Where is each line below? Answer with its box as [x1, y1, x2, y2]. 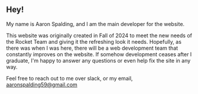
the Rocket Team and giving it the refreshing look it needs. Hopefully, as [6, 38, 182, 45]
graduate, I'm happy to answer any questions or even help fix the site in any [6, 57, 191, 64]
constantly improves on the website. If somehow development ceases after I [6, 50, 192, 58]
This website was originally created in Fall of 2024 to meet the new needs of [6, 32, 192, 39]
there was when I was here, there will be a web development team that [6, 44, 178, 51]
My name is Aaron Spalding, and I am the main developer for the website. [6, 20, 185, 27]
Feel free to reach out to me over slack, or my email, [6, 74, 133, 82]
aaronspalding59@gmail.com [6, 81, 78, 88]
